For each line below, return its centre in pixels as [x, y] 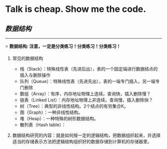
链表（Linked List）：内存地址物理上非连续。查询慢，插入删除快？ [86, 100]
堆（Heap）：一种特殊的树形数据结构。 [59, 118]
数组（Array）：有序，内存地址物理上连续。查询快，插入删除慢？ [85, 94]
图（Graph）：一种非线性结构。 [51, 112]
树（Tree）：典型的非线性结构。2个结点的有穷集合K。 [74, 106]
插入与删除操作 [35, 75]
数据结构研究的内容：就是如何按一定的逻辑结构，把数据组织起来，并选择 [86, 135]
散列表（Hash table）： [43, 125]
